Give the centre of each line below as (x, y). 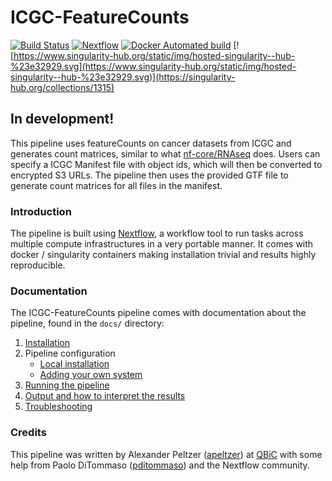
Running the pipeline (67, 385)
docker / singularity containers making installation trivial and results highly (163, 255)
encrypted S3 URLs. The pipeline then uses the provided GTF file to (149, 175)
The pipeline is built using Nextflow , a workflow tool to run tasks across (157, 233)
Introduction (41, 211)
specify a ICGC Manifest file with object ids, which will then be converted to (166, 164)
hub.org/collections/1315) (62, 87)
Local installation (74, 364)
